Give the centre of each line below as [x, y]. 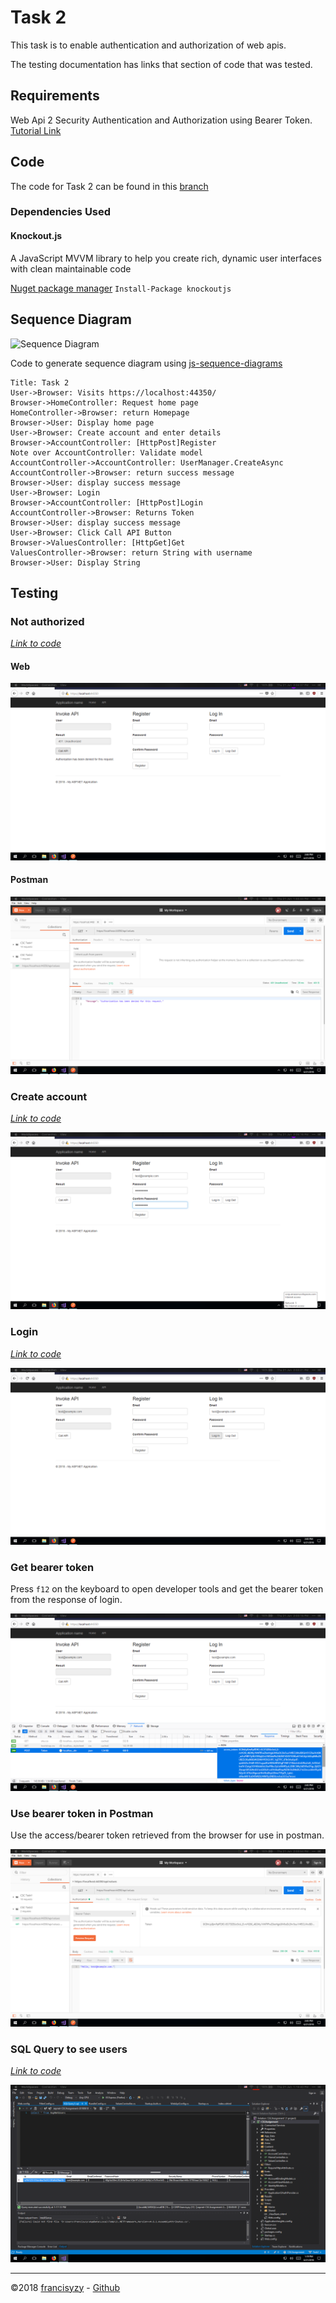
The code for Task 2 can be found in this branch [109, 186]
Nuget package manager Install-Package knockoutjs [121, 288]
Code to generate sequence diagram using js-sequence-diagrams [146, 363]
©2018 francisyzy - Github [65, 2287]
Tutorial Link [36, 130]
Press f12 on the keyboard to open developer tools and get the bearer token [167, 1589]
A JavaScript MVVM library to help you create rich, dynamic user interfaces [166, 258]
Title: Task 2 [40, 382]
